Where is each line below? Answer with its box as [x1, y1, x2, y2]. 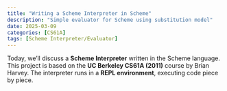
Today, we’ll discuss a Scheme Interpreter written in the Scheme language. [7, 54, 221, 62]
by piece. [7, 76, 34, 84]
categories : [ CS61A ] [7, 29, 67, 36]
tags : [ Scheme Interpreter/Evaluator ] [7, 36, 118, 42]
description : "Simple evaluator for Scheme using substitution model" [7, 16, 213, 23]
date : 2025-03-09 [7, 23, 57, 29]
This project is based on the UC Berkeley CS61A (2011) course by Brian [7, 62, 210, 70]
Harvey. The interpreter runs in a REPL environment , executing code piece [7, 69, 219, 77]
